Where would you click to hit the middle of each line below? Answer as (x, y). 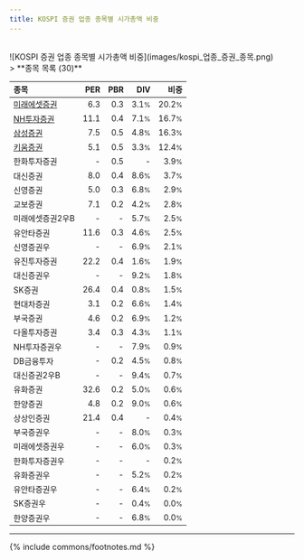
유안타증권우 (35, 490)
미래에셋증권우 (39, 446)
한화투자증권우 (39, 461)
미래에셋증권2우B (44, 219)
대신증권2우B (37, 376)
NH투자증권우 (38, 347)
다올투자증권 (35, 332)
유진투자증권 (35, 261)
